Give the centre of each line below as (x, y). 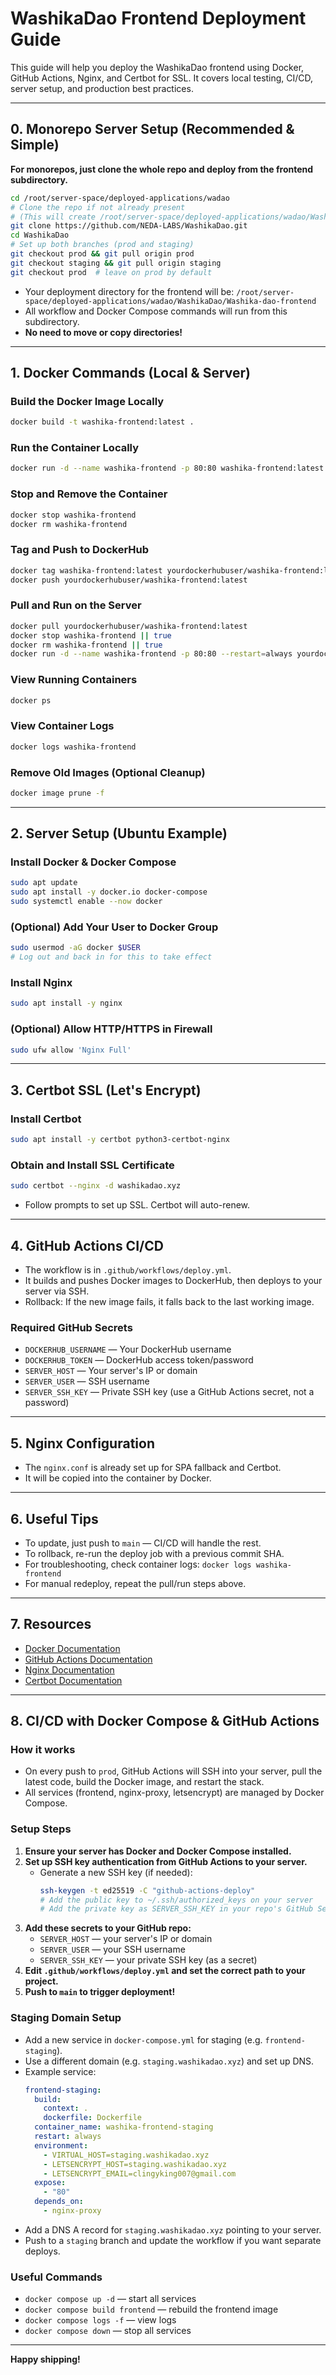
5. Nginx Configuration (82, 1443)
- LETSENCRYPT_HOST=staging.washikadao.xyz (135, 2164)
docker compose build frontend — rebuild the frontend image (151, 2309)
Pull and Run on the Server (76, 605)
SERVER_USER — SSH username (87, 1381)
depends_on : (59, 2202)
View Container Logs (62, 726)
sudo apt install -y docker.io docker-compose (109, 892)
